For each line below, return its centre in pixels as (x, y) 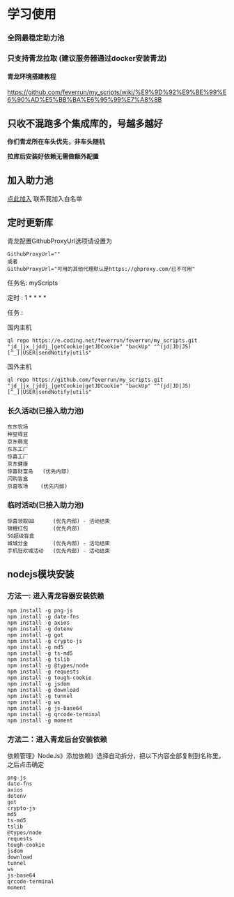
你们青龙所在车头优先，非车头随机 (56, 142)
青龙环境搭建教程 (32, 76)
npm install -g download (43, 690)
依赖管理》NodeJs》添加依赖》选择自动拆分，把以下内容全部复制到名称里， (116, 756)
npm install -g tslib (39, 659)
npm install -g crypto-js (45, 641)
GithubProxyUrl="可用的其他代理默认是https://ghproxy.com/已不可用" (101, 269)
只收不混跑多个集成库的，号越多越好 (85, 123)
